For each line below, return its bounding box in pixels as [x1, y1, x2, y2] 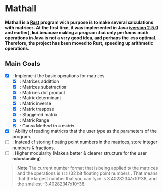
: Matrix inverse [19, 100, 52, 106]
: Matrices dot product [19, 89, 65, 95]
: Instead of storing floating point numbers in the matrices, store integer [12, 139, 158, 145]
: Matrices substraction [19, 84, 66, 90]
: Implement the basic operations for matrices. [12, 72, 106, 79]
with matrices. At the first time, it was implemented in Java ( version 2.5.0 [5, 24, 159, 30]
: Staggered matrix [19, 112, 58, 118]
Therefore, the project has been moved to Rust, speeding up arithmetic [5, 40, 154, 46]
